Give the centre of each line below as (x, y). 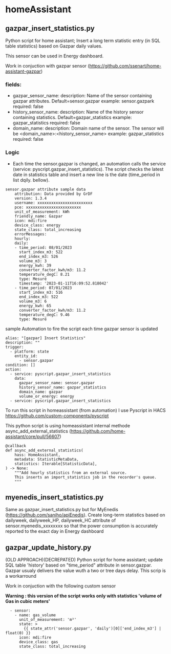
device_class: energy (37, 225)
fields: (14, 84)
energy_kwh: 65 (35, 306)
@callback (16, 446)
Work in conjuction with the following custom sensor (61, 586)
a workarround (21, 576)
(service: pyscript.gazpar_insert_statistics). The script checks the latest (88, 169)
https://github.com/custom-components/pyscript (57, 416)
